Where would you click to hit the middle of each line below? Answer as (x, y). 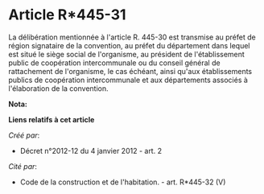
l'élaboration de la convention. (58, 88)
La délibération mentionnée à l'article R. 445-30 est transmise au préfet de (132, 37)
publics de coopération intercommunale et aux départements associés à (128, 80)
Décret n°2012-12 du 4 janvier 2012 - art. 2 (91, 151)
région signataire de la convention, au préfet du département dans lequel (129, 45)
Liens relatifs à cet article (52, 119)
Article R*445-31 (67, 15)
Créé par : (24, 135)
